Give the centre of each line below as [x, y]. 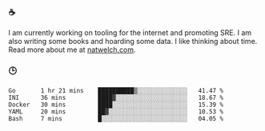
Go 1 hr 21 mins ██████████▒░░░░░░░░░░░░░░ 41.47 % [116, 90]
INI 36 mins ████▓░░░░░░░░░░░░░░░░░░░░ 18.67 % [116, 97]
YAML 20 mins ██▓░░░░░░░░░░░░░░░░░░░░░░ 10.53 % [116, 111]
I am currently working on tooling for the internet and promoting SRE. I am [130, 33]
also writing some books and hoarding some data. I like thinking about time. [133, 42]
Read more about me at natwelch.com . [72, 50]
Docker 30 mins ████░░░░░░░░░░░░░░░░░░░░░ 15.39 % [116, 105]
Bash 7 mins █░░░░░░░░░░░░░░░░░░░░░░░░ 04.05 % [116, 118]
